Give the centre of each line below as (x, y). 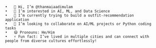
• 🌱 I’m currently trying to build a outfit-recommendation (69, 16)
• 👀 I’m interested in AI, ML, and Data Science (58, 11)
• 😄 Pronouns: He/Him (30, 32)
